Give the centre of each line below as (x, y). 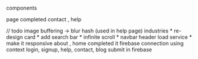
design (15, 37)
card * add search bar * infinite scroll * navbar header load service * (108, 37)
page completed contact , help (44, 19)
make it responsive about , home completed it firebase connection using (95, 43)
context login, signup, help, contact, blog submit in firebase (79, 50)
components (22, 8)
